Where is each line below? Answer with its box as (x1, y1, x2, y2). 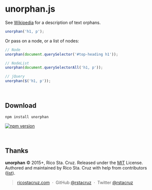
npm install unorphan (5, 114, 49, 119)
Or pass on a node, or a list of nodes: (5, 38, 79, 43)
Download (5, 102, 36, 110)
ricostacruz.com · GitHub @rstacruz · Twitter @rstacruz (17, 179, 134, 185)
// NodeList (5, 61, 29, 65)
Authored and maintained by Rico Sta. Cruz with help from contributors (5, 165, 147, 170)
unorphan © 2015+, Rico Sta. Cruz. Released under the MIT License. (5, 160, 143, 166)
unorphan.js (5, 3, 56, 15)
